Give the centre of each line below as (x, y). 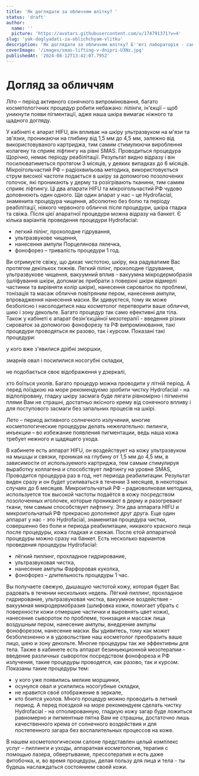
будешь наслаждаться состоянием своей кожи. (67, 767)
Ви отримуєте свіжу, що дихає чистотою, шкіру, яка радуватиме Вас (93, 262)
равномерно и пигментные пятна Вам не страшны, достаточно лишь (102, 717)
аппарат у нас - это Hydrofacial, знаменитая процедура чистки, (86, 520)
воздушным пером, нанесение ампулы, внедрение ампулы (81, 624)
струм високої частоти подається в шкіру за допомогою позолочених (95, 176)
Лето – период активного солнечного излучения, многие (78, 420)
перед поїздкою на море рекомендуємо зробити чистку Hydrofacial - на (98, 389)
